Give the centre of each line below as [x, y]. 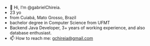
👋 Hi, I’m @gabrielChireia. [35, 7]
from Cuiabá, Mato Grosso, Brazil [43, 17]
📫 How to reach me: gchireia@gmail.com [51, 38]
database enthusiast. [31, 33]
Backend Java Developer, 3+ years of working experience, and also [77, 28]
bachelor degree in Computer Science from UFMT [60, 23]
